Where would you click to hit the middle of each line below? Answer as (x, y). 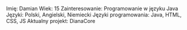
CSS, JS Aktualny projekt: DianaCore (51, 21)
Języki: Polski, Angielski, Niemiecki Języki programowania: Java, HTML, (94, 15)
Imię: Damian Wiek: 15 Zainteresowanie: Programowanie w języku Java (92, 9)
